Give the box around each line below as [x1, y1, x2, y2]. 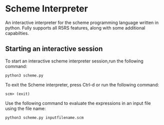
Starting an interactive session [5, 44, 103, 53]
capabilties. [5, 30, 29, 36]
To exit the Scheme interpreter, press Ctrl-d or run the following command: [5, 81, 159, 87]
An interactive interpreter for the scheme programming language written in [5, 19, 159, 25]
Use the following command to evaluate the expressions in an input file [5, 100, 151, 106]
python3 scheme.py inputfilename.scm [5, 115, 84, 120]
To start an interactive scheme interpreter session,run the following [5, 58, 143, 64]
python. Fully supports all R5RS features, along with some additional [5, 24, 145, 30]
